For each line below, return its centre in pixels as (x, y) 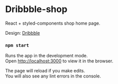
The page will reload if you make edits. (45, 71)
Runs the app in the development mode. (46, 56)
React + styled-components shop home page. (53, 23)
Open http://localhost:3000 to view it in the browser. (59, 61)
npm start (17, 45)
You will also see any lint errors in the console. (53, 76)
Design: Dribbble (23, 33)
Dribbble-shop (36, 9)
